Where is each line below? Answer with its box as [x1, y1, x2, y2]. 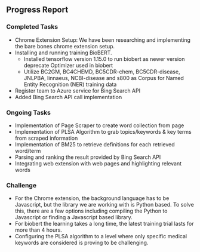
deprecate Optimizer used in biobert [23, 62, 113, 69]
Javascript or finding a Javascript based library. [14, 214, 133, 221]
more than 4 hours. [14, 226, 63, 233]
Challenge [6, 181, 37, 189]
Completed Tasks [6, 23, 59, 31]
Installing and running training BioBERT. [14, 49, 112, 56]
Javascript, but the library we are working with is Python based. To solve [14, 201, 194, 208]
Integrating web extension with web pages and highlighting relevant [14, 159, 182, 167]
